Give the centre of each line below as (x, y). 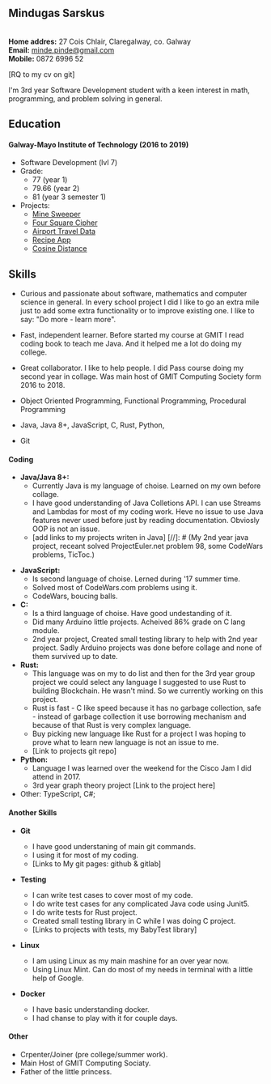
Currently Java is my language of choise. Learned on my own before (146, 486)
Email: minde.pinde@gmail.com (61, 50)
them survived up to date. (75, 657)
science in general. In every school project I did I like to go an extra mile (140, 302)
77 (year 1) (50, 180)
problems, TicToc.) (64, 555)
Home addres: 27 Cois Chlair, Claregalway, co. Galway (100, 41)
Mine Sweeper (56, 215)
